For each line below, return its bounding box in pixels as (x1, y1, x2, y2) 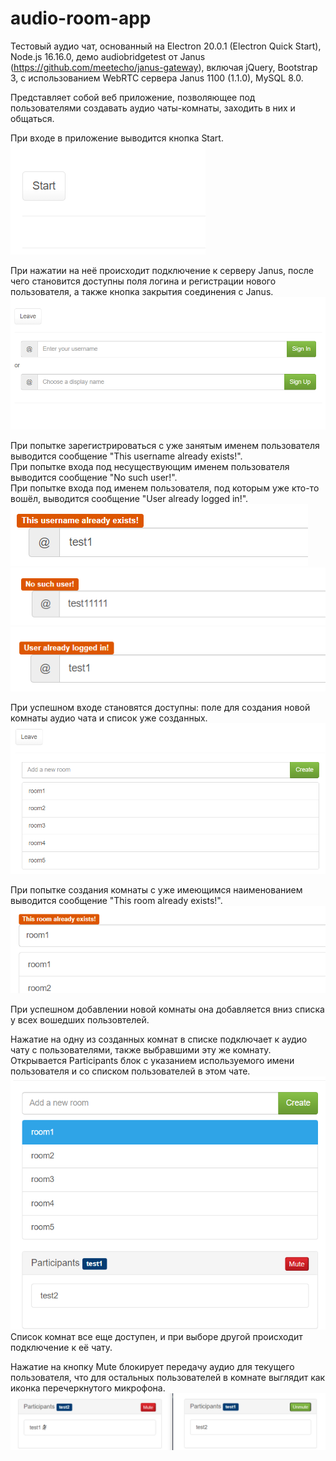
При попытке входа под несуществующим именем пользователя (10, 460, 290, 472)
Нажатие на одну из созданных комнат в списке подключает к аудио (10, 1033, 308, 1045)
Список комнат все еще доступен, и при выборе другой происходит (10, 1330, 303, 1342)
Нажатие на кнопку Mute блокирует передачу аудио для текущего (10, 1360, 295, 1372)
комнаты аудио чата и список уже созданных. (10, 712, 208, 724)
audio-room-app (10, 7, 152, 30)
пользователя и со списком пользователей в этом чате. (10, 1065, 251, 1077)
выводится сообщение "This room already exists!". (10, 894, 223, 906)
